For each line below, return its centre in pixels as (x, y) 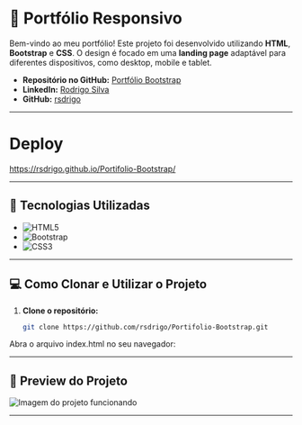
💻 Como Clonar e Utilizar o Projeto (108, 284)
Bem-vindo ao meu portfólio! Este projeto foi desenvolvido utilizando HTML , (150, 43)
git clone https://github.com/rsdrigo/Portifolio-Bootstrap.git (145, 327)
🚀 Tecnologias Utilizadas (80, 206)
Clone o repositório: (60, 311)
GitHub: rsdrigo (51, 99)
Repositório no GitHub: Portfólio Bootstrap (102, 79)
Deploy (36, 144)
